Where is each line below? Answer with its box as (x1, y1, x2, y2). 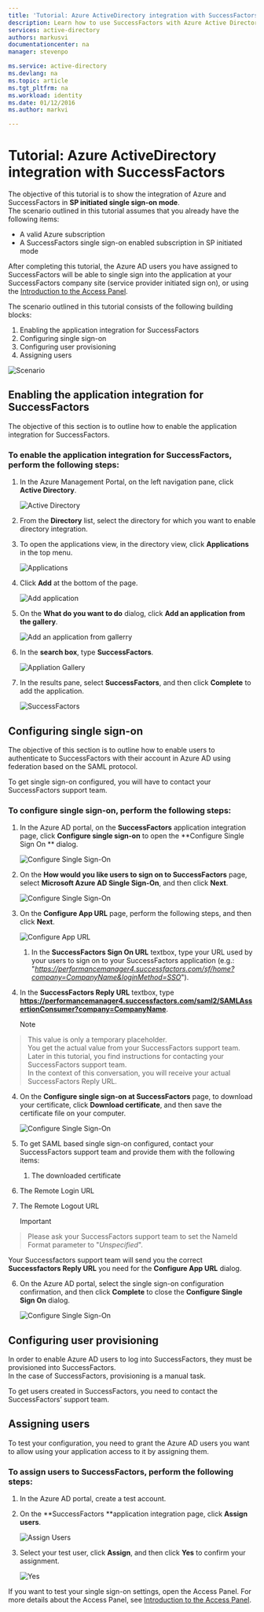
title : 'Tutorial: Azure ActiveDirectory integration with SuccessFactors (8, 11, 258, 20)
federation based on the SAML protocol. (8, 761, 138, 771)
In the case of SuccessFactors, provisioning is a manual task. (8, 1372, 206, 1381)
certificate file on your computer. (19, 1108, 126, 1118)
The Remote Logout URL (19, 1201, 100, 1211)
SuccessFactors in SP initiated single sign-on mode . (8, 198, 180, 207)
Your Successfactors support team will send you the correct (8, 1255, 203, 1265)
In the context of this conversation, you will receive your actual (27, 1068, 231, 1078)
